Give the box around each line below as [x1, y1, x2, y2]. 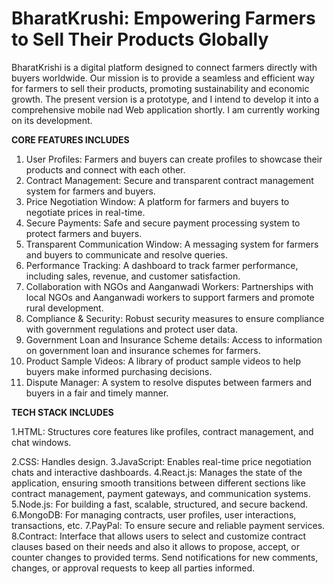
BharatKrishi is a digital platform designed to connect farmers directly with [11, 61, 318, 73]
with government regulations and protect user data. [25, 323, 238, 335]
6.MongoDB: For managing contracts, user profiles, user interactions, [11, 508, 297, 521]
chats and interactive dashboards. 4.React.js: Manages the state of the [11, 466, 303, 478]
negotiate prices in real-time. [25, 206, 146, 218]
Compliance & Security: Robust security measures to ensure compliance [25, 312, 325, 324]
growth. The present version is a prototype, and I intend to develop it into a [11, 93, 319, 105]
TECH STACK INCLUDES [11, 406, 114, 418]
